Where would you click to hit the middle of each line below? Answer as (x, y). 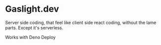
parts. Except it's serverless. (34, 27)
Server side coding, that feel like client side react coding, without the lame (81, 22)
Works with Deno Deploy (30, 37)
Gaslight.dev (32, 9)
